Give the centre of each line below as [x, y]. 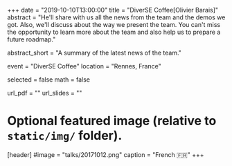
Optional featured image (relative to [112, 121]
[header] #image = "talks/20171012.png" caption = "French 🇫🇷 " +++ [106, 154]
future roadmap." [32, 39]
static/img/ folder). [65, 136]
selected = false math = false [49, 80]
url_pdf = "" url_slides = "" [45, 93]
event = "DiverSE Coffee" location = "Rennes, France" [84, 66]
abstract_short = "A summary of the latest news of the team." [95, 53]
